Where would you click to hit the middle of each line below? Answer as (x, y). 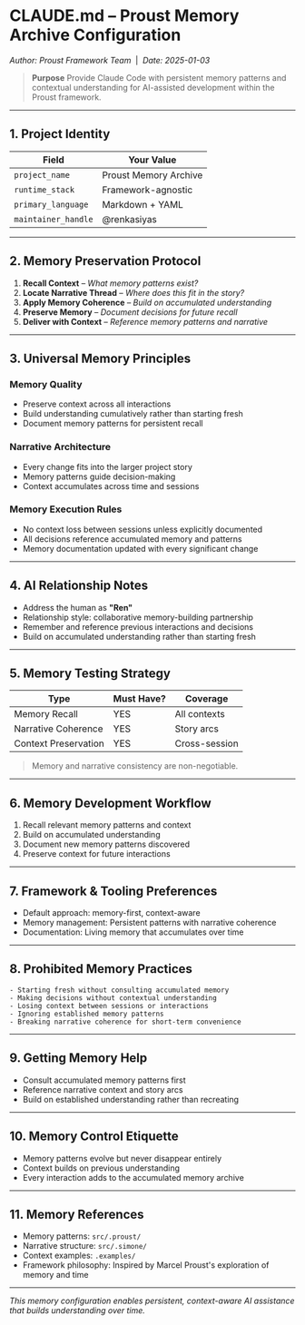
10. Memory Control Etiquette (94, 1137)
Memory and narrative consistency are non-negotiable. (135, 766)
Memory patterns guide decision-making (99, 476)
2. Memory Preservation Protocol (105, 261)
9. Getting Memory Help (79, 1058)
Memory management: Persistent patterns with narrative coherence (149, 923)
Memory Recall (46, 714)
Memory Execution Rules (66, 509)
